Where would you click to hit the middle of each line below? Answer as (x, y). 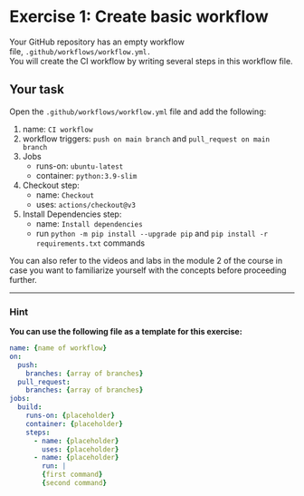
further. (24, 279)
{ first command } (72, 475)
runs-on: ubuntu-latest (80, 166)
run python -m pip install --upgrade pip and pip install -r (152, 233)
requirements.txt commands (90, 243)
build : (30, 407)
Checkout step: (51, 185)
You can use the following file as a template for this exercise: (126, 332)
